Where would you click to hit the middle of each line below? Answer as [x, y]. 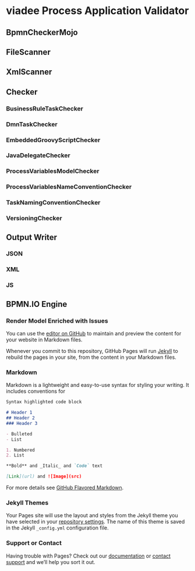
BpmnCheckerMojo [42, 32]
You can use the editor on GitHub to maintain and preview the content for [94, 333]
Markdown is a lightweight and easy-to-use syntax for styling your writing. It [97, 385]
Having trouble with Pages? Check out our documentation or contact [88, 556]
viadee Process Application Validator [97, 11]
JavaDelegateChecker [38, 155]
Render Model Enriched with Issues [57, 321]
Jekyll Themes [27, 503]
